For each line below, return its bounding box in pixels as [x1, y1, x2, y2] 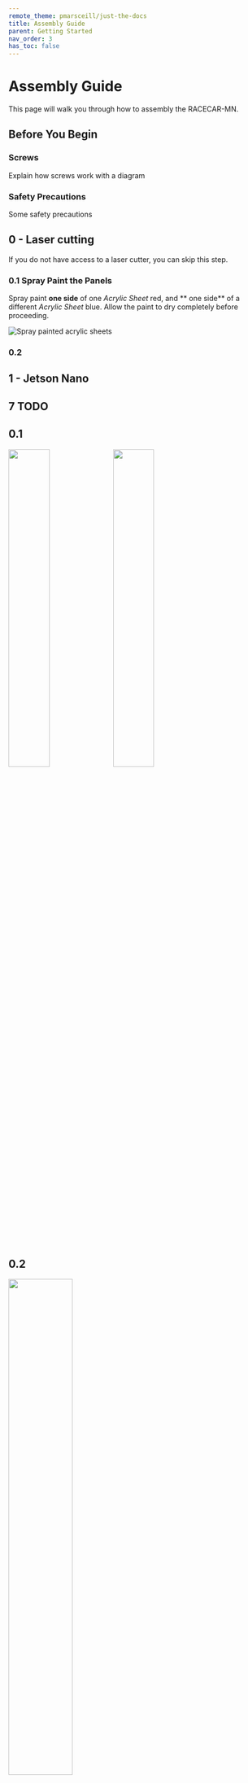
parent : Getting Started [8, 27, 93, 35]
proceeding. [8, 311, 50, 321]
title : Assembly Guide [8, 20, 85, 28]
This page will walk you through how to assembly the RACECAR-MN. [8, 104, 239, 114]
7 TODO [8, 400, 49, 413]
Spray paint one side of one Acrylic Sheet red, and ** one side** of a [8, 294, 240, 304]
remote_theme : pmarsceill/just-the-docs [8, 11, 148, 20]
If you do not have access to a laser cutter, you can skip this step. [8, 254, 228, 264]
